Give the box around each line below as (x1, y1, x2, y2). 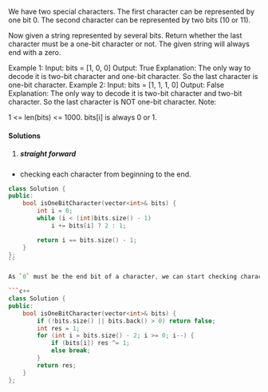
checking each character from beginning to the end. (19, 169, 191, 179)
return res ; (37, 361, 77, 370)
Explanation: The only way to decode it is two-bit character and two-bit (8, 89, 242, 98)
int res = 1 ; (37, 324, 81, 332)
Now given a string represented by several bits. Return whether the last (8, 31, 242, 40)
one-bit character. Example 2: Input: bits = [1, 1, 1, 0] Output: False (8, 80, 225, 89)
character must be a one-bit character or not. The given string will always (8, 39, 250, 49)
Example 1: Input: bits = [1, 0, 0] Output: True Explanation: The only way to (8, 63, 251, 73)
